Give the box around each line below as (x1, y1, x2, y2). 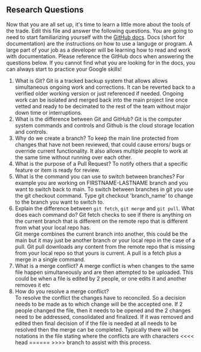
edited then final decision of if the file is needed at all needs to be (14, 320, 177, 327)
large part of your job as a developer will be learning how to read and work (6, 46, 191, 53)
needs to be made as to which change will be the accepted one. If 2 (14, 300, 183, 308)
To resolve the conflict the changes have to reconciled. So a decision (14, 294, 186, 301)
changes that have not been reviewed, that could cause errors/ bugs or (14, 141, 191, 148)
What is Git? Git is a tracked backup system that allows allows (14, 77, 168, 84)
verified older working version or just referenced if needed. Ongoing (14, 90, 184, 97)
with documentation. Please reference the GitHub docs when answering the (6, 52, 194, 59)
